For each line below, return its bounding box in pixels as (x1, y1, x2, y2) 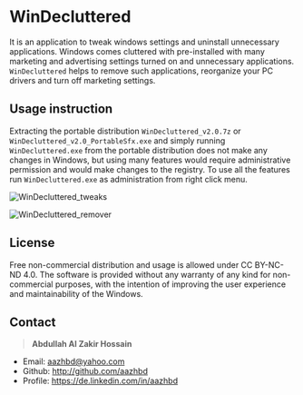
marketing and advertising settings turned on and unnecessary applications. (9, 55, 295, 66)
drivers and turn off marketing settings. (9, 74, 156, 85)
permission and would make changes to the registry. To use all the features (9, 163, 290, 174)
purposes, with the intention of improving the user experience (54, 279, 287, 290)
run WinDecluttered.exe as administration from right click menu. (9, 173, 248, 184)
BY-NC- (254, 259, 284, 270)
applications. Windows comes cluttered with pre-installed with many (9, 45, 266, 56)
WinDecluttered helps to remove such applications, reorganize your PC (9, 65, 274, 76)
